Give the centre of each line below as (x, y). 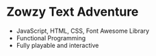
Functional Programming (51, 38)
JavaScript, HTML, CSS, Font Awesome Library (83, 31)
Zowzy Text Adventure (73, 12)
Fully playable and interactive (57, 45)
